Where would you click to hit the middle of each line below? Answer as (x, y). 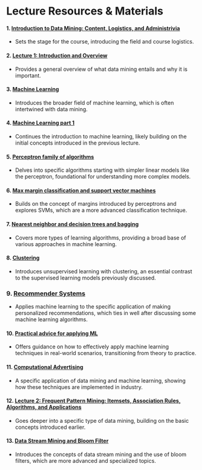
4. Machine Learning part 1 (41, 123)
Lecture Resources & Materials (85, 11)
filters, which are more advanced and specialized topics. (85, 460)
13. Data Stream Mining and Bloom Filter (57, 441)
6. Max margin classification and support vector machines (81, 190)
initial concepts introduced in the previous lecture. (77, 143)
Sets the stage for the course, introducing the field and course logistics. (104, 42)
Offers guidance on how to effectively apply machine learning (92, 347)
